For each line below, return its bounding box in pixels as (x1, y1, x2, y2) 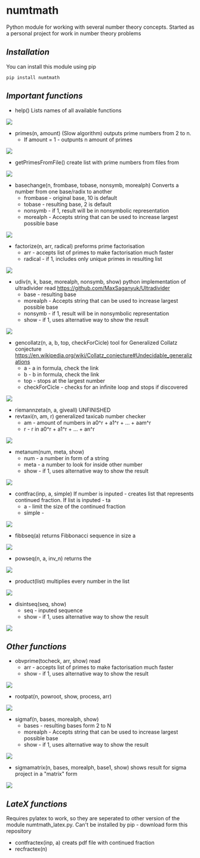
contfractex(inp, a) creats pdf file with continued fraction (14, 839, 155, 847)
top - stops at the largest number (23, 377, 106, 384)
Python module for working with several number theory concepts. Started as (6, 23, 195, 31)
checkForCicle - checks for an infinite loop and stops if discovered (23, 384, 188, 391)
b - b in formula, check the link (23, 370, 100, 378)
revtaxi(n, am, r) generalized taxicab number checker (14, 412, 146, 419)
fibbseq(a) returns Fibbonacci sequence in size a (14, 532, 136, 539)
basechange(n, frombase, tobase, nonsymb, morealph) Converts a (14, 181, 179, 188)
